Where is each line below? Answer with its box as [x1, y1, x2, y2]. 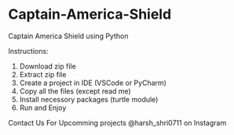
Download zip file [19, 61, 76, 71]
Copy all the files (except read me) [19, 86, 131, 95]
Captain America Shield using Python [8, 31, 129, 41]
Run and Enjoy [19, 103, 67, 112]
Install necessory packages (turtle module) [19, 94, 159, 104]
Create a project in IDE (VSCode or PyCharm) [19, 78, 167, 87]
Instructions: [8, 46, 49, 55]
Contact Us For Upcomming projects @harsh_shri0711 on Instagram [8, 118, 227, 127]
